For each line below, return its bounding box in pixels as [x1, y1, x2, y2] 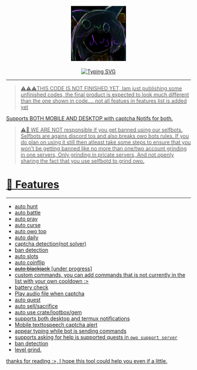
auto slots [14, 252, 39, 260]
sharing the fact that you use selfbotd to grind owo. [20, 158, 145, 164]
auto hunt [14, 202, 38, 210]
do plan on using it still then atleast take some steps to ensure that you [20, 139, 191, 145]
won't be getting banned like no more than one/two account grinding [20, 145, 187, 152]
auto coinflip [14, 259, 45, 266]
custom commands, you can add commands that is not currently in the [14, 271, 186, 278]
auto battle [14, 209, 41, 216]
